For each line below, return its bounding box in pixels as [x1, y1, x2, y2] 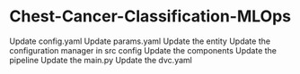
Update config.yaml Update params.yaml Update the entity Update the [9, 36, 271, 46]
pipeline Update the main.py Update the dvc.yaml [9, 54, 193, 65]
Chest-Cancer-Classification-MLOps [9, 6, 292, 27]
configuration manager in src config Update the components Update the [9, 45, 277, 55]
